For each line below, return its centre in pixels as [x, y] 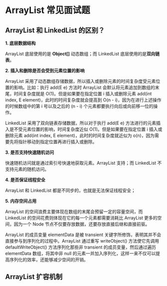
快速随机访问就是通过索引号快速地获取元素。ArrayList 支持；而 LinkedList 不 [83, 163]
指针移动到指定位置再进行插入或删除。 [58, 142]
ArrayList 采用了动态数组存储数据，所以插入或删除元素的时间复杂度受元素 [81, 81]
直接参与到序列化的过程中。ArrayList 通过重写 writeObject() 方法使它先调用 [82, 241]
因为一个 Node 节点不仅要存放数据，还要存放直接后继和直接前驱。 [82, 224]
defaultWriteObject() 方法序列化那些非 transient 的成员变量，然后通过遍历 [81, 247]
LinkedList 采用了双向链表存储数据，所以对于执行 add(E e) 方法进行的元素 [81, 123]
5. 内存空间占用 [21, 201]
